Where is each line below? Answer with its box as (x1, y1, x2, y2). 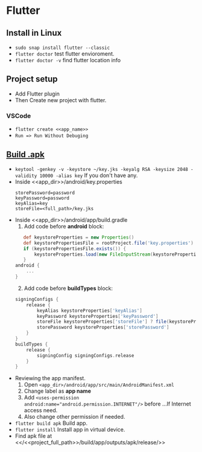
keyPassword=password (14, 195, 69, 201)
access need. (24, 407, 58, 414)
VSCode (6, 111, 31, 120)
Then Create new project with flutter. (14, 96, 107, 103)
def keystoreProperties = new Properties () (23, 234, 134, 241)
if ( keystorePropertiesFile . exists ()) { (23, 245, 127, 251)
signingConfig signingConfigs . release (37, 352, 134, 358)
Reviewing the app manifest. (14, 375, 86, 382)
